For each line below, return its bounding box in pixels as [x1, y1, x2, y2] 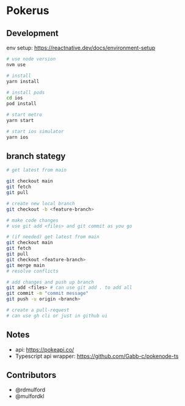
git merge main [6, 262, 45, 269]
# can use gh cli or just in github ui [6, 313, 108, 319]
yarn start [6, 117, 34, 123]
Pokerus [6, 4, 49, 18]
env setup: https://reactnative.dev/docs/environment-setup [6, 44, 156, 51]
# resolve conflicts [6, 268, 59, 274]
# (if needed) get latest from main [6, 234, 100, 240]
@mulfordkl [15, 393, 45, 400]
